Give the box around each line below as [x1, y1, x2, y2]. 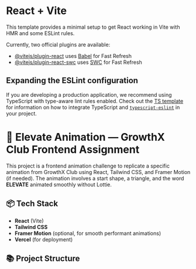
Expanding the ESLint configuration [6, 76, 139, 86]
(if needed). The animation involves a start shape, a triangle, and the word [6, 175, 184, 182]
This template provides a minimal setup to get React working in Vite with [6, 23, 180, 30]
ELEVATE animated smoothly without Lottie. [6, 181, 112, 188]
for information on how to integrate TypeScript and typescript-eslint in [6, 104, 180, 111]
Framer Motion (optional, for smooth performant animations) [14, 230, 161, 237]
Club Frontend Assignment [6, 142, 140, 156]
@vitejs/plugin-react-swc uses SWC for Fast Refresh [14, 59, 142, 66]
